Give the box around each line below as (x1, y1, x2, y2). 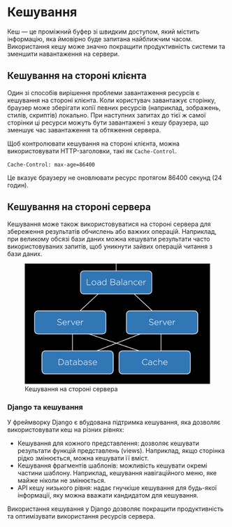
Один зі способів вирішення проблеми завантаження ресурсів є (7, 88, 200, 97)
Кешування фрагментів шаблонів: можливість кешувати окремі (17, 461, 208, 470)
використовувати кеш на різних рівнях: (7, 426, 124, 434)
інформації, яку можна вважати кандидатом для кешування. (17, 491, 199, 500)
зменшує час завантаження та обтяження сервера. (7, 125, 161, 134)
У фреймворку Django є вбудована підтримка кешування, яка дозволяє (7, 418, 222, 427)
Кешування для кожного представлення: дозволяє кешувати (17, 439, 199, 448)
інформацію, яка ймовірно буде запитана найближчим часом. (7, 34, 193, 43)
